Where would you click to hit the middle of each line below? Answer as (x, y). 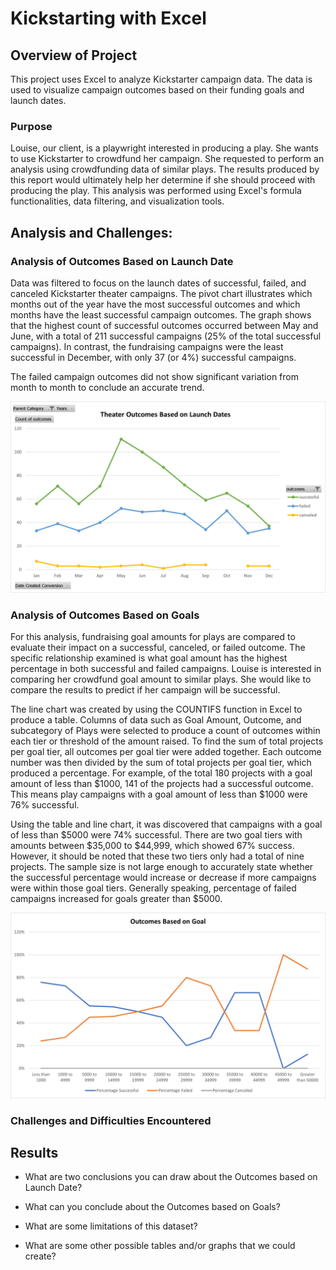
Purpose (31, 126)
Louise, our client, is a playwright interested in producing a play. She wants (164, 148)
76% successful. (45, 805)
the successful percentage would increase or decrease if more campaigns (163, 878)
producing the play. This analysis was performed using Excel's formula (156, 191)
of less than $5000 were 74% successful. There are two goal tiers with (156, 835)
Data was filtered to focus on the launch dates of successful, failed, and (158, 283)
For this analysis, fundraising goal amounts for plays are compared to (153, 637)
